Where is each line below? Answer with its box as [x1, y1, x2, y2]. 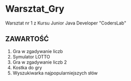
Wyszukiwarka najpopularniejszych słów [12, 70, 98, 76]
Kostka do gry [12, 64, 42, 70]
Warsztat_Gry [5, 3, 64, 15]
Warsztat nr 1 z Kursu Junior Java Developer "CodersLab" [5, 20, 126, 26]
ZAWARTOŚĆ [5, 35, 49, 43]
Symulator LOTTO [12, 53, 50, 60]
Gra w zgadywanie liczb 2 [12, 59, 67, 65]
